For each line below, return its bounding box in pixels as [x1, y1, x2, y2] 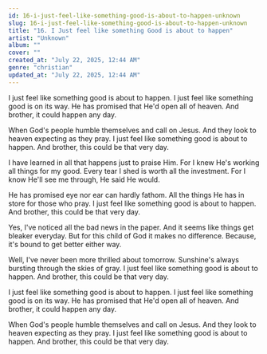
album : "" [8, 41, 41, 49]
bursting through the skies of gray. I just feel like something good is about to [8, 263, 259, 273]
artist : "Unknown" [8, 33, 69, 42]
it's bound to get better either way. [8, 239, 122, 249]
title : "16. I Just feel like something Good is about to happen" [8, 26, 234, 34]
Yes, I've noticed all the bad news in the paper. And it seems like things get [8, 222, 254, 232]
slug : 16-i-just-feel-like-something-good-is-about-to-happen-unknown [8, 19, 248, 27]
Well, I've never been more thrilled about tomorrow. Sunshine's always [8, 254, 239, 264]
